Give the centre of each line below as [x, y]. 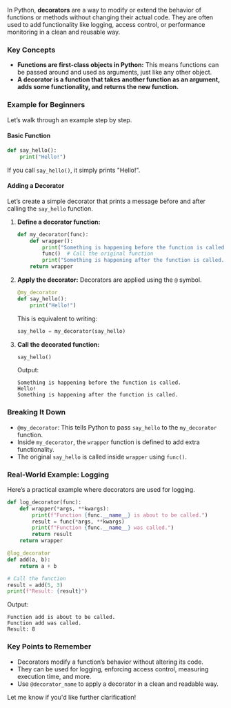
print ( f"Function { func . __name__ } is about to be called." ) [120, 515]
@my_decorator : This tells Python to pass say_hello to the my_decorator [117, 427]
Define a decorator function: [59, 222]
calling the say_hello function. [50, 208]
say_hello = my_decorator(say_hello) [71, 331]
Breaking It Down [37, 412]
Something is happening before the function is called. [99, 383]
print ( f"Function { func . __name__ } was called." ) [103, 528]
